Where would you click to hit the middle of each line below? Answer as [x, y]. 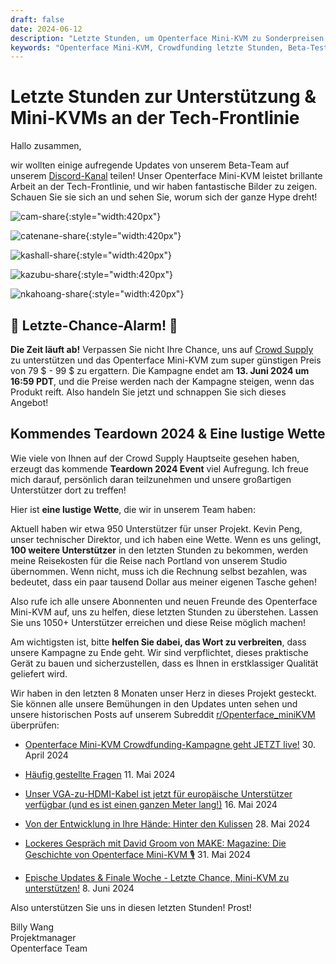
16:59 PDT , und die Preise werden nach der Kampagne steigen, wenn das [162, 381]
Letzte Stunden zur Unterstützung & [163, 97]
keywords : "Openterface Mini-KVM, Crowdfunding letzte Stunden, [147, 47]
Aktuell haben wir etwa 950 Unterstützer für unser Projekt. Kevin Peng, [156, 528]
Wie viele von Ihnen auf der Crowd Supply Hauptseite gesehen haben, [155, 458]
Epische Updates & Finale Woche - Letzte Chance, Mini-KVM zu [157, 877]
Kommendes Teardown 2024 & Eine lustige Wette [168, 434]
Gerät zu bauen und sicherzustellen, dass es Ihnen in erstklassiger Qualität [164, 663]
